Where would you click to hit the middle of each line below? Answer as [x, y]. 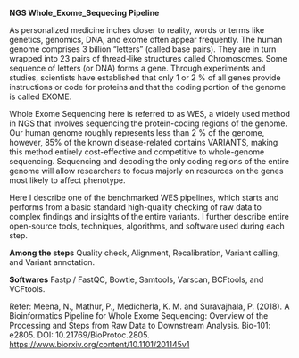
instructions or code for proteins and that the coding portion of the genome [148, 87]
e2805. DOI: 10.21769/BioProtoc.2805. [79, 335]
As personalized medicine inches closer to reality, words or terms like [137, 30]
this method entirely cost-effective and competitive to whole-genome [137, 152]
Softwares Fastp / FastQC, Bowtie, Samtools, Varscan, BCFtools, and [137, 279]
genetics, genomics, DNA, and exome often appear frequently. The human [146, 40]
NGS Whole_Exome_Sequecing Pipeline [84, 13]
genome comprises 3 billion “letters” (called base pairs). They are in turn [143, 49]
